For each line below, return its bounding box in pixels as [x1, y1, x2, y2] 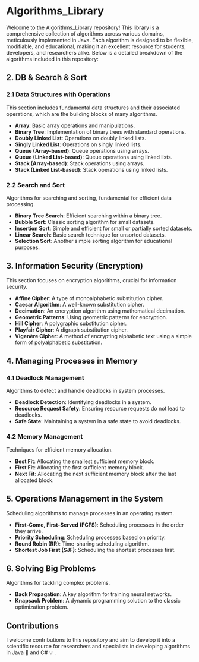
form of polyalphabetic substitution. [14, 339, 103, 346]
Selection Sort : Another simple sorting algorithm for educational [14, 237, 173, 244]
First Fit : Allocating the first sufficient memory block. [14, 464, 144, 471]
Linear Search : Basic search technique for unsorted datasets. [14, 231, 166, 238]
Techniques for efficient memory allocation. [6, 446, 113, 453]
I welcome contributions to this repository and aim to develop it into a [6, 636, 176, 644]
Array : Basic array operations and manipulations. [14, 122, 135, 129]
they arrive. [14, 527, 43, 534]
